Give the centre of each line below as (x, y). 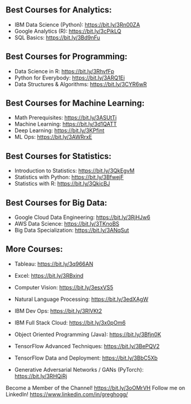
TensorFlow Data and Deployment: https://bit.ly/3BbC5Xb (86, 358)
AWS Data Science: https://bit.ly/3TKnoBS (67, 224)
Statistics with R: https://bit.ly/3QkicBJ (62, 184)
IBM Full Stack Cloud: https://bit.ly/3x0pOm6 (70, 322)
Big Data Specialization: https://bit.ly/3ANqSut (72, 231)
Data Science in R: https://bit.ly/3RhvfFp (64, 71)
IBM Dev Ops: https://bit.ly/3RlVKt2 (58, 311)
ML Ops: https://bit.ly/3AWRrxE (53, 137)
